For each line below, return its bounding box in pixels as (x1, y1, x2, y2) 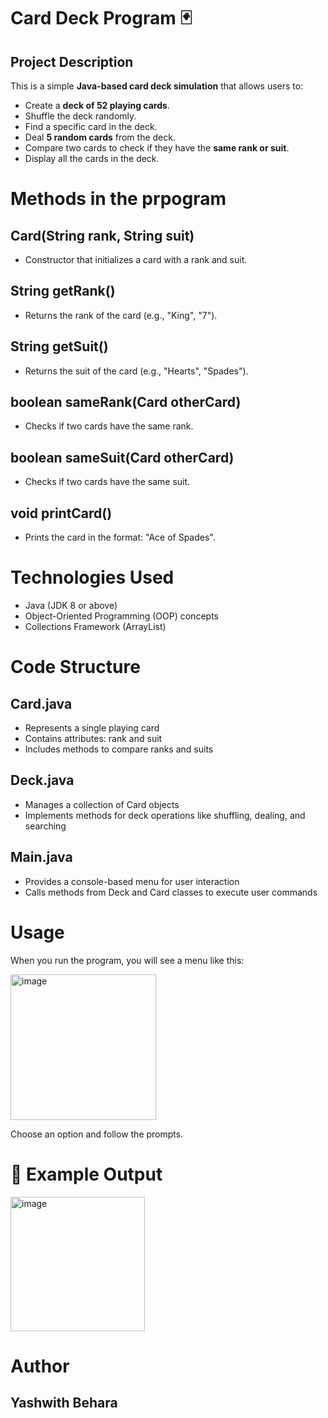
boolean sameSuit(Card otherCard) (10, 449, 235, 466)
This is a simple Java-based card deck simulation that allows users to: (10, 80, 304, 92)
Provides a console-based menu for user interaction (24, 875, 240, 887)
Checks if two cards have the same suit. (24, 476, 191, 488)
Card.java (10, 695, 73, 712)
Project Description (10, 53, 134, 70)
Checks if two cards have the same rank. (24, 420, 194, 432)
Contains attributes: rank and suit (24, 733, 163, 744)
